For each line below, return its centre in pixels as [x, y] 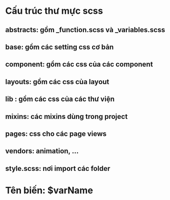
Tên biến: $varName [49, 190]
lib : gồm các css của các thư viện [60, 99]
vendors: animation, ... [42, 151]
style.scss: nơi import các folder [58, 168]
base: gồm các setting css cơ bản [60, 47]
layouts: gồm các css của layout [57, 82]
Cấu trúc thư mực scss [54, 11]
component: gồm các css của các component [79, 65]
